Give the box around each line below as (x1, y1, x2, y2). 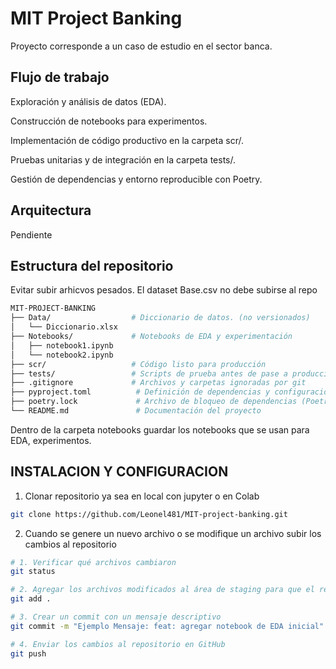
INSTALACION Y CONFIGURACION (10, 463, 229, 481)
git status (10, 567, 56, 577)
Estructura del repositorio (10, 257, 174, 274)
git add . (10, 594, 52, 604)
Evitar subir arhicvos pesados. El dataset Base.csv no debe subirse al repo (10, 284, 318, 296)
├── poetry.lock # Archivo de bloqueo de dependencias (10, 397, 298, 407)
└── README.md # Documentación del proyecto (10, 406, 262, 416)
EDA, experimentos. (10, 434, 92, 446)
